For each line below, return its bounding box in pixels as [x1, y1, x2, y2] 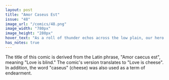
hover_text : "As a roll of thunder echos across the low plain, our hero [5, 36, 164, 41]
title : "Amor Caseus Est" [5, 12, 60, 17]
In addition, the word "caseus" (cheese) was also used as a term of [5, 64, 145, 70]
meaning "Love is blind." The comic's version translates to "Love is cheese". [5, 59, 164, 65]
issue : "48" [5, 17, 30, 22]
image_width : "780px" [5, 26, 51, 31]
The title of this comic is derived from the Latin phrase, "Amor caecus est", [5, 54, 161, 60]
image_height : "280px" [5, 31, 53, 36]
